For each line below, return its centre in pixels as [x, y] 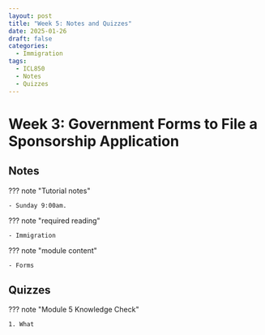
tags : [17, 62]
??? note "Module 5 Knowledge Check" [74, 310]
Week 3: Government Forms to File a [133, 124]
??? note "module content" [53, 250]
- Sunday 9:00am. [38, 205]
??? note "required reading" [54, 221]
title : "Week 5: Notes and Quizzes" [70, 24]
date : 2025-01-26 [38, 31]
